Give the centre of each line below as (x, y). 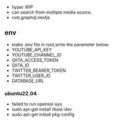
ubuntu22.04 (21, 93)
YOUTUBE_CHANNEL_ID (36, 55)
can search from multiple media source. (52, 12)
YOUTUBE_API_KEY (32, 50)
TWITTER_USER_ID (31, 76)
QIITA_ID (21, 65)
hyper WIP (22, 7)
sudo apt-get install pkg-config (43, 115)
